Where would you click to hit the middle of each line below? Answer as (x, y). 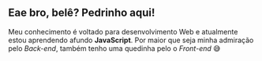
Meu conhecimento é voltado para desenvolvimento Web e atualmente (123, 31)
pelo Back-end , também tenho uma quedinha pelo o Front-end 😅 (114, 48)
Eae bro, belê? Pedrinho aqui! (82, 13)
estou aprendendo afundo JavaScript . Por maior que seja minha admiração (131, 40)
